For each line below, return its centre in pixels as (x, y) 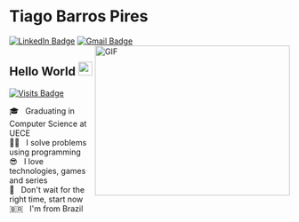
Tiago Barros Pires (79, 16)
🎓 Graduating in (42, 111)
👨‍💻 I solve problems (48, 142)
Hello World (42, 71)
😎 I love (27, 161)
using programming (45, 152)
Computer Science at (48, 123)
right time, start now (46, 199)
